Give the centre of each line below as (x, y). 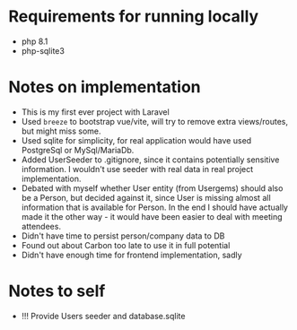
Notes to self (57, 291)
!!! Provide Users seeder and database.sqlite (103, 316)
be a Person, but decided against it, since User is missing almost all (146, 197)
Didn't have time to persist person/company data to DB (123, 236)
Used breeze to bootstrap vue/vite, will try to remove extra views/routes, (155, 121)
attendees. (41, 226)
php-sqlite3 (43, 50)
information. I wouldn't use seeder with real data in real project (137, 169)
